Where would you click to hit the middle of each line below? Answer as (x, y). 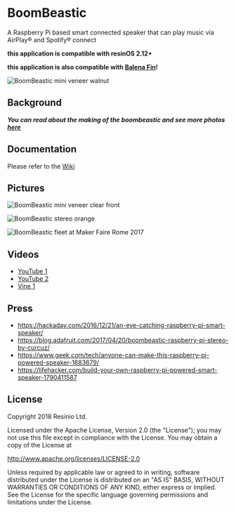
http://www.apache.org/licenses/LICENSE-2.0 (74, 459)
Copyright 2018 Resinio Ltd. (47, 416)
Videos (23, 254)
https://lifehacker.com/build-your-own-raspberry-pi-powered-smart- (117, 370)
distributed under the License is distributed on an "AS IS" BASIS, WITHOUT (116, 480)
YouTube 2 (33, 279)
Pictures (26, 188)
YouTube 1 (32, 271)
